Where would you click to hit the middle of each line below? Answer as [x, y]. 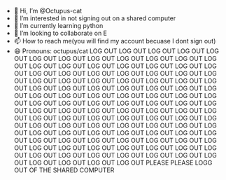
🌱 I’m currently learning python [58, 26]
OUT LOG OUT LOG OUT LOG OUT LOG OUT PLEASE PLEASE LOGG [113, 162]
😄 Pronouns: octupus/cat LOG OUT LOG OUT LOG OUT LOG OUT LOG [116, 51]
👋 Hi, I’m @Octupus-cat [48, 11]
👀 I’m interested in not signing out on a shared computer [95, 18]
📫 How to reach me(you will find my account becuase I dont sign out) [115, 41]
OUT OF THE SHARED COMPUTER [64, 170]
